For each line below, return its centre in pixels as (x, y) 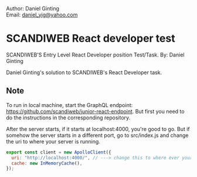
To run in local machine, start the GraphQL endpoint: (69, 105)
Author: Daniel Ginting (33, 9)
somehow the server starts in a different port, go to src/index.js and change (97, 135)
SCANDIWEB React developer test (91, 39)
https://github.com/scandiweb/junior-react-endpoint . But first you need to (95, 111)
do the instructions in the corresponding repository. (68, 118)
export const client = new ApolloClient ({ (59, 152)
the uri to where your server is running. (53, 141)
